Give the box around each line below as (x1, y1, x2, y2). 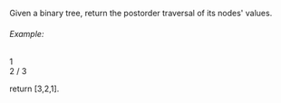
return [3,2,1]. (9, 83, 60, 94)
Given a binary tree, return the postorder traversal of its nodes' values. (9, 8, 273, 18)
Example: (9, 28, 44, 39)
